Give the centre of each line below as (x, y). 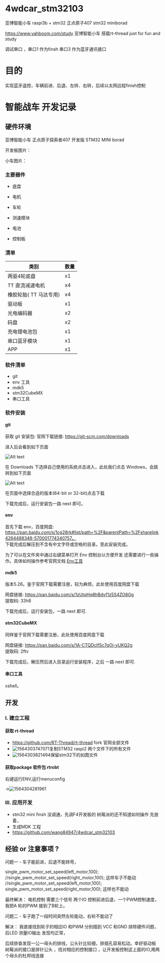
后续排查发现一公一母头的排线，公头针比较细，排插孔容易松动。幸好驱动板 (81, 943)
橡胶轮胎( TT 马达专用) (34, 295)
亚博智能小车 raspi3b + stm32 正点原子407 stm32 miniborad (66, 23)
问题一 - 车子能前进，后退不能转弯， (42, 862)
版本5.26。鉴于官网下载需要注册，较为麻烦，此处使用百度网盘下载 (72, 584)
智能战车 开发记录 (41, 107)
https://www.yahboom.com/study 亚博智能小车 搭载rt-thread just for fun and (83, 33)
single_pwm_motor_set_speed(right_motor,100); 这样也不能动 (67, 889)
